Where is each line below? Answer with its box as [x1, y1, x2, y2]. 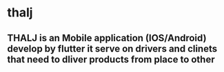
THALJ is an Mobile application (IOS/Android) [7, 32, 207, 44]
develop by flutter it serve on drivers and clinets [7, 43, 218, 54]
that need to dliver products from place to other [7, 53, 215, 65]
